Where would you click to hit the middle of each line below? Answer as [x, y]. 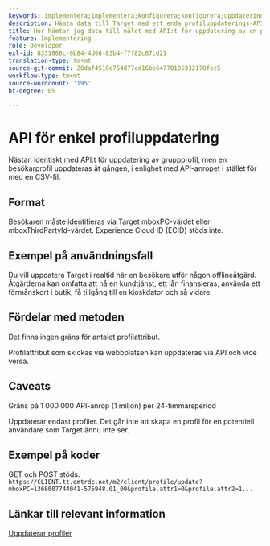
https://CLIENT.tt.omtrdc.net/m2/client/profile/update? [106, 482]
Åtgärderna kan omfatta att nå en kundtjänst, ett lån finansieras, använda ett [135, 283]
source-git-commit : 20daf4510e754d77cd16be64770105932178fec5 [115, 68]
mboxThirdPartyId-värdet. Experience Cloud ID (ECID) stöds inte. [116, 230]
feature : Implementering [50, 38]
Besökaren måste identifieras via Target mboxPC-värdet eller [109, 221]
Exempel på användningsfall [81, 256]
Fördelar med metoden [66, 318]
